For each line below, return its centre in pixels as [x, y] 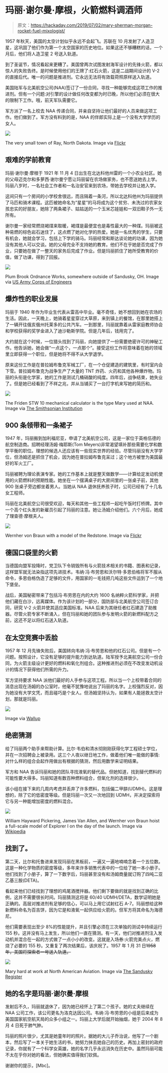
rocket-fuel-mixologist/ [41, 31]
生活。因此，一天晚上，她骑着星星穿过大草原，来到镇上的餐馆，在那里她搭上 [84, 318]
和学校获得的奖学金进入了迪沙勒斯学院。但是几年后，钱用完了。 [71, 331]
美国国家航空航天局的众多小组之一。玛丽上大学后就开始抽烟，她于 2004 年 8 [84, 1019]
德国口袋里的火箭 [31, 553]
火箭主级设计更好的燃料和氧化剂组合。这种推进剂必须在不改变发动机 [88, 663]
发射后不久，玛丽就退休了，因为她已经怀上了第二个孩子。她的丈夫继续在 [79, 1007]
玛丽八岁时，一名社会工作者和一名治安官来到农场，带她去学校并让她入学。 [82, 185]
